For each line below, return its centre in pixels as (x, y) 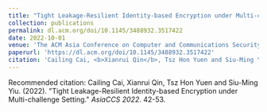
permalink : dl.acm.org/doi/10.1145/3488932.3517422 (95, 30)
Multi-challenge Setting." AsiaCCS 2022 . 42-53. (87, 99)
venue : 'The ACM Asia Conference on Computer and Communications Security (135, 45)
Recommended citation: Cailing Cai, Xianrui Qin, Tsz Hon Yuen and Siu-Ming (133, 82)
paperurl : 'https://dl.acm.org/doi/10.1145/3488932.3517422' (112, 52)
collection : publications (51, 23)
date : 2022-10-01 (37, 38)
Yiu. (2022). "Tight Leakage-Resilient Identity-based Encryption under (123, 91)
